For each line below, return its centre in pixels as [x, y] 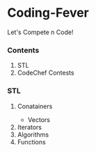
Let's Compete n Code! [40, 32]
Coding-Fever [48, 13]
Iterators [29, 127]
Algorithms [33, 135]
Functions [32, 142]
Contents [23, 50]
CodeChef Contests [46, 73]
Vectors [39, 119]
